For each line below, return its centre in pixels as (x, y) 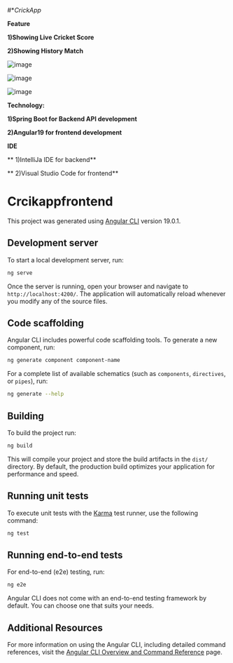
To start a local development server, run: (65, 260)
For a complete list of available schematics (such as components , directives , (116, 374)
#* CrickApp (24, 10)
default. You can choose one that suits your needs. (80, 605)
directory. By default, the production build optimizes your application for (111, 467)
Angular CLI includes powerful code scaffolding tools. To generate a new (112, 340)
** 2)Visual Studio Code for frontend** (63, 173)
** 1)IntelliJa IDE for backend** (52, 160)
